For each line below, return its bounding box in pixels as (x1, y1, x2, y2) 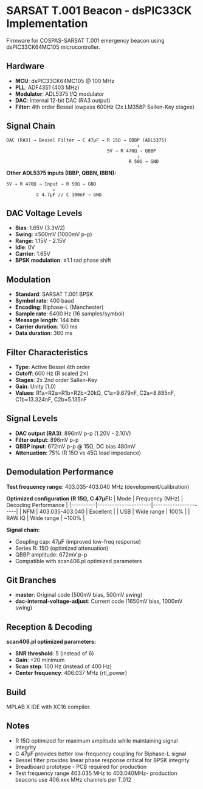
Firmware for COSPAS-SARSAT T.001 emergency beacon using (6, 37, 165, 44)
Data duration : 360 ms (15, 330, 73, 337)
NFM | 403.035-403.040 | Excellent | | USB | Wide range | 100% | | (22, 508, 190, 515)
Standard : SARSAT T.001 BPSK (15, 290, 94, 298)
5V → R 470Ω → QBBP (106, 148, 156, 154)
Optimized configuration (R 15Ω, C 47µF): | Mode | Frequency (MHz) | (6, 495, 184, 502)
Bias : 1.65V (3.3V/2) (15, 224, 66, 232)
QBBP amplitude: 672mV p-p (15, 550, 88, 558)
